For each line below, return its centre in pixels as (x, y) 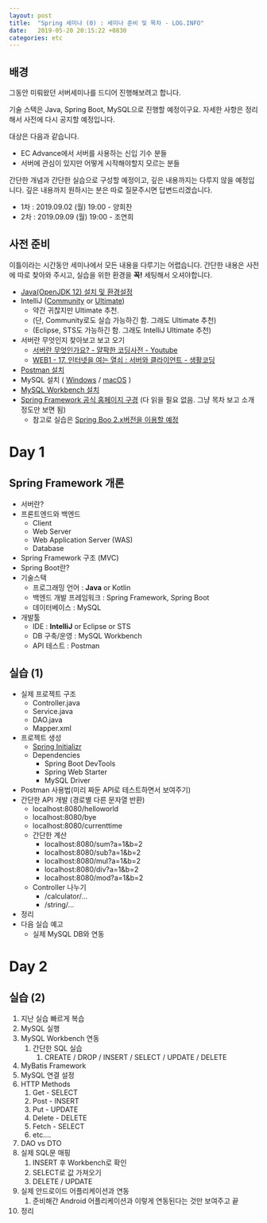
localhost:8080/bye (64, 817)
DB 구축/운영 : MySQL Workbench (87, 635)
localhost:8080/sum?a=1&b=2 (93, 844)
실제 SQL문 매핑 (45, 1152)
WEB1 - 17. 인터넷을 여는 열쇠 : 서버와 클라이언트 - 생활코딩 (124, 359)
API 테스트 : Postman (66, 646)
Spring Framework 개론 (67, 483)
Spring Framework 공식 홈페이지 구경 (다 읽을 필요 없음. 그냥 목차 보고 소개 (137, 399)
